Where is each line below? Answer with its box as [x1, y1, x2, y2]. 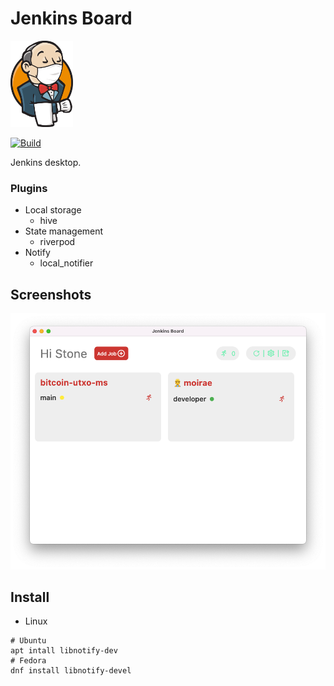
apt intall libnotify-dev [10, 646, 118, 656]
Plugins [10, 181, 48, 195]
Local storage [24, 204, 82, 216]
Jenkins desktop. [10, 156, 82, 168]
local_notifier [39, 257, 94, 269]
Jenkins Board [10, 7, 133, 30]
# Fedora [10, 656, 47, 666]
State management [24, 225, 104, 237]
